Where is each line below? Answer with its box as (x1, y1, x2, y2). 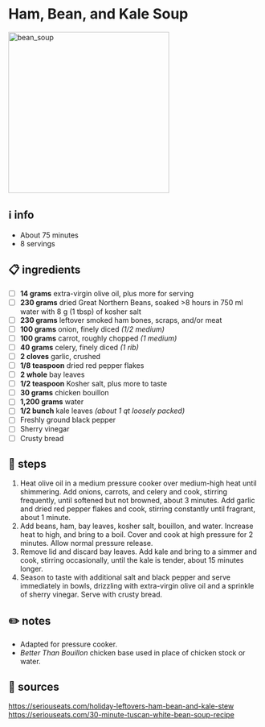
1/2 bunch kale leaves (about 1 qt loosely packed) (19, 406, 185, 415)
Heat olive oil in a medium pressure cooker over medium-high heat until (19, 478, 257, 488)
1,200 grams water (19, 397, 84, 407)
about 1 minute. (19, 513, 71, 523)
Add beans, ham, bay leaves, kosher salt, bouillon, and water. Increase (19, 521, 254, 531)
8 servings (19, 238, 55, 248)
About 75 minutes (19, 230, 79, 240)
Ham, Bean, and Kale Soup (8, 5, 189, 23)
